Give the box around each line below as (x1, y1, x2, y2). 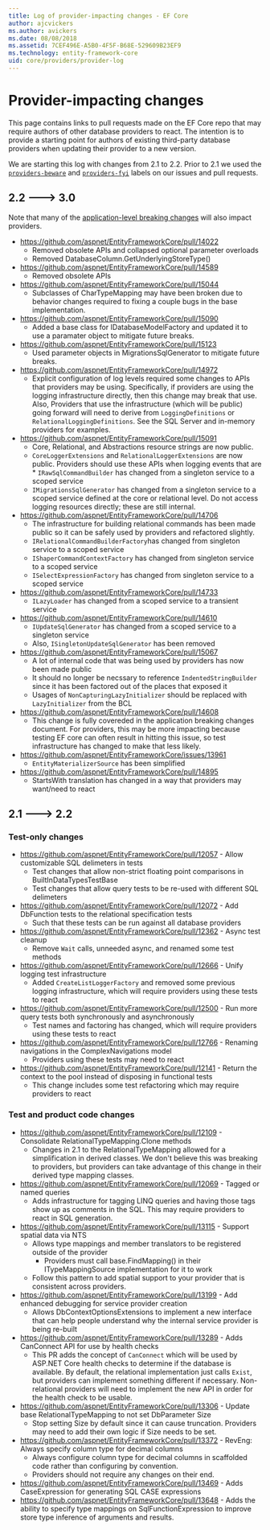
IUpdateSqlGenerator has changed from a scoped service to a (31, 621, 237, 631)
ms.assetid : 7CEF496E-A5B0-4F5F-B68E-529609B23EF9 (8, 42, 182, 50)
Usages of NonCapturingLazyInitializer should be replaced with (31, 690, 247, 699)
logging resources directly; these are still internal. (31, 501, 196, 511)
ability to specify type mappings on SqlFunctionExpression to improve (19, 1503, 252, 1513)
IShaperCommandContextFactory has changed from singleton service (31, 553, 255, 563)
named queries (19, 1187, 71, 1197)
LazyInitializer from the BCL (31, 698, 133, 708)
